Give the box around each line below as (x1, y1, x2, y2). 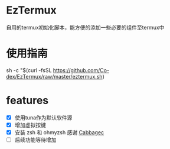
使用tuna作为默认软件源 (14, 114, 73, 121)
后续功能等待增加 (14, 137, 57, 143)
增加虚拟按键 (14, 121, 46, 128)
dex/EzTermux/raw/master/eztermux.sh (6, 73, 103, 80)
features (6, 94, 49, 107)
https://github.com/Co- (53, 66, 110, 74)
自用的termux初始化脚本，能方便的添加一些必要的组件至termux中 (6, 24, 165, 31)
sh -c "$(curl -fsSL (6, 66, 52, 74)
